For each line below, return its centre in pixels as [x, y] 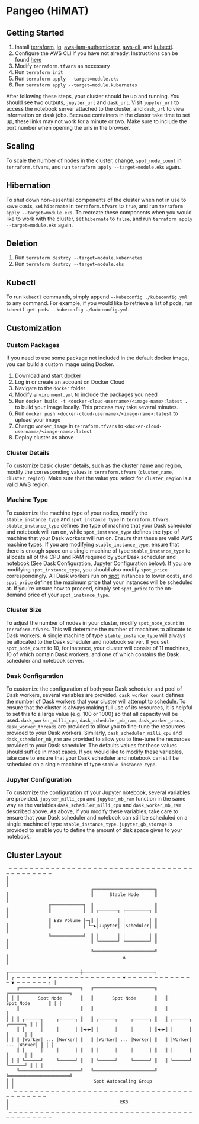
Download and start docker [48, 375]
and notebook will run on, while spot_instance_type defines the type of [93, 532]
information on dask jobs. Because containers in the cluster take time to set [98, 115]
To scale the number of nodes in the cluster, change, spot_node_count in [94, 160]
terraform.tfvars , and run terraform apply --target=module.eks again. [94, 166]
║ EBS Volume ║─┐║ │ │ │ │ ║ [103, 921]
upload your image [38, 419]
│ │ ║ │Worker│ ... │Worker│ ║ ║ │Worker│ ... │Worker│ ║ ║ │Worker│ [99, 1040]
